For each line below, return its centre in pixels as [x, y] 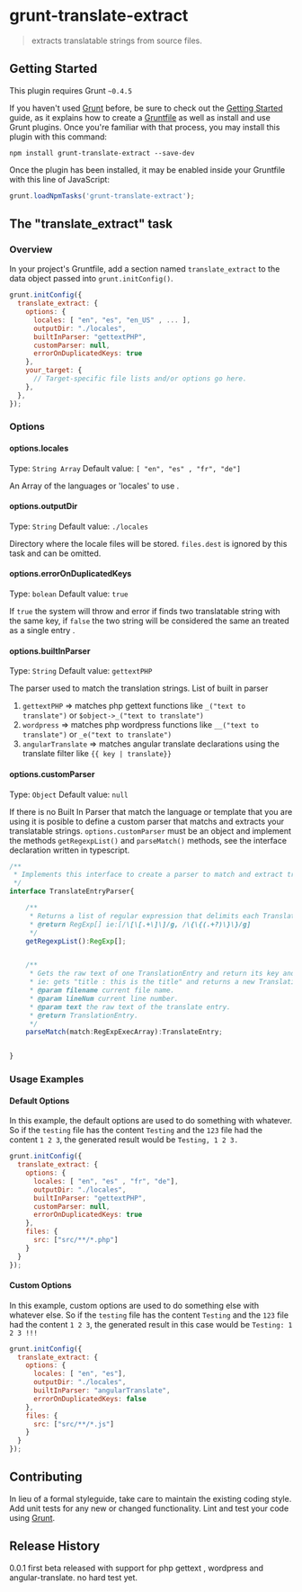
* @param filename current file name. [102, 990]
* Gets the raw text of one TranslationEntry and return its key [154, 974]
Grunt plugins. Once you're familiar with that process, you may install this [145, 127]
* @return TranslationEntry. [84, 1015]
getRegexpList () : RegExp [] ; [76, 941]
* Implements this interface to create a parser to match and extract [148, 875]
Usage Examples [47, 1079]
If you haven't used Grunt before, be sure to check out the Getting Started [146, 108]
